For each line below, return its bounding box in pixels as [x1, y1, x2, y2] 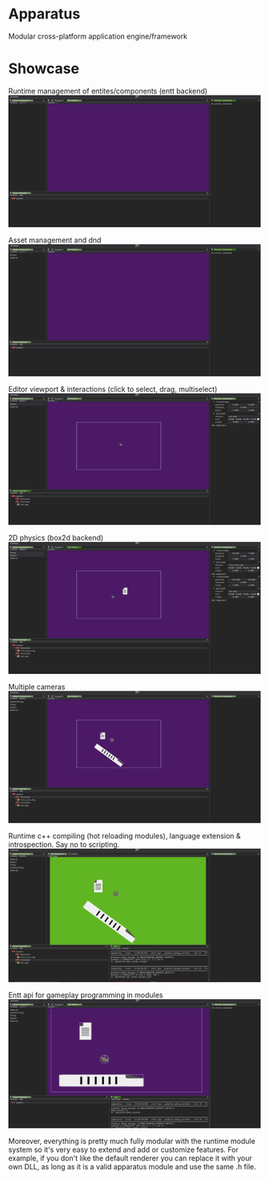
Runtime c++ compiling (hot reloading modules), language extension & [8, 831, 242, 841]
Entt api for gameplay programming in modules [8, 990, 163, 1000]
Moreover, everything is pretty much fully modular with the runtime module [8, 1136, 256, 1146]
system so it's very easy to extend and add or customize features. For [8, 1145, 239, 1155]
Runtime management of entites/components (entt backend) [8, 86, 208, 96]
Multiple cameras [8, 682, 66, 691]
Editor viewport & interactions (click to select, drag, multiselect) [8, 384, 218, 394]
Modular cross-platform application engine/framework [8, 31, 188, 41]
